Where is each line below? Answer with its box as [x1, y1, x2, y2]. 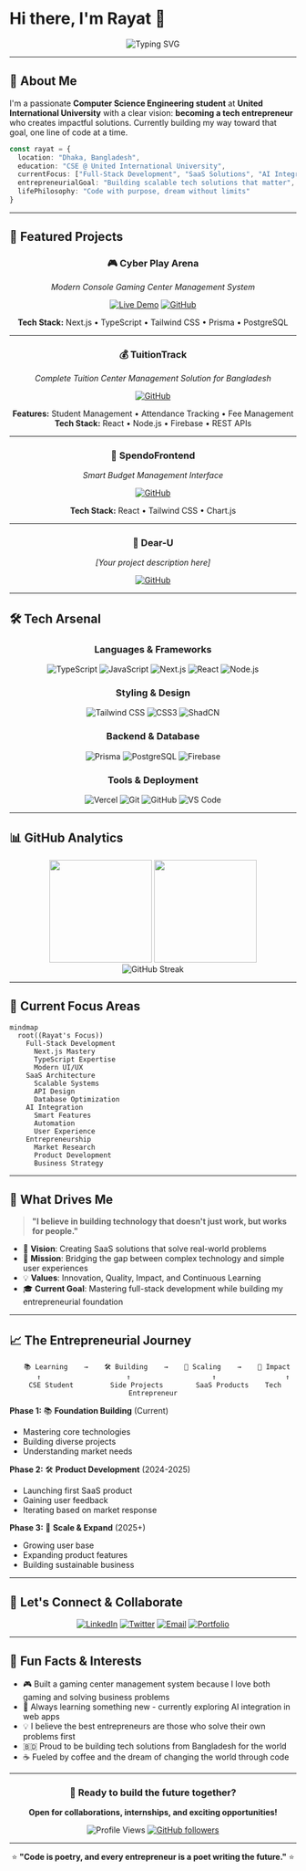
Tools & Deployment [107, 773, 199, 786]
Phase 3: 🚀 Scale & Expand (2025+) [9, 1522, 146, 1533]
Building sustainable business [22, 1560, 135, 1571]
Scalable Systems [33, 1079, 100, 1088]
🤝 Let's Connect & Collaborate [9, 1594, 184, 1610]
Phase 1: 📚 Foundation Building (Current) [9, 1406, 168, 1416]
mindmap [9, 1022, 39, 1032]
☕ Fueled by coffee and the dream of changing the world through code [22, 1751, 290, 1762]
